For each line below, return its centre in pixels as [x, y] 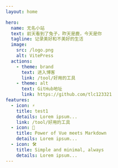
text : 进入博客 [38, 72]
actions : [22, 61]
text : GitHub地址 [42, 89]
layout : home [22, 12]
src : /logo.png [35, 50]
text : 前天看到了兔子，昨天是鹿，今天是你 [56, 33]
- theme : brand [35, 67]
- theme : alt [32, 83]
